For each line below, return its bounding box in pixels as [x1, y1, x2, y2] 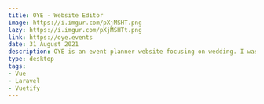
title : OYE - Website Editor [8, 11, 104, 20]
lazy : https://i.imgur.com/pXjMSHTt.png [8, 26, 143, 34]
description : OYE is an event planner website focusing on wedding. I [8, 48, 244, 56]
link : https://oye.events [8, 33, 93, 41]
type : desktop [8, 56, 55, 63]
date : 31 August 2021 [8, 41, 79, 48]
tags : [8, 63, 26, 70]
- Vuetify [8, 84, 41, 92]
